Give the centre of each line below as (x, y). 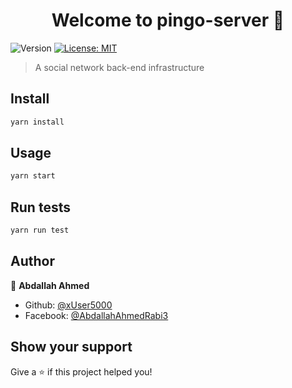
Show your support (71, 347)
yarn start (33, 176)
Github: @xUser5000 (68, 305)
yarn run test (40, 230)
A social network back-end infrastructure (119, 67)
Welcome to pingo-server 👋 (168, 20)
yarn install (37, 122)
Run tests (40, 207)
